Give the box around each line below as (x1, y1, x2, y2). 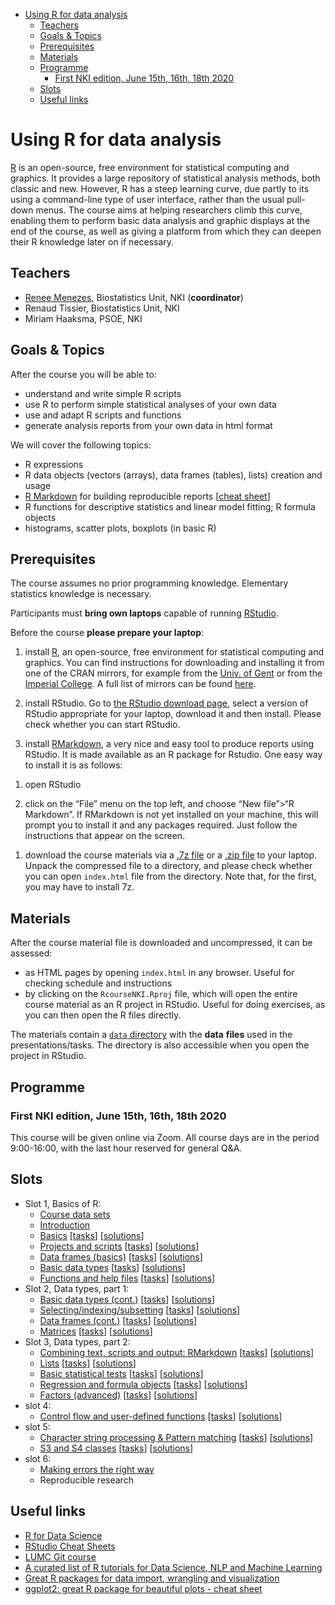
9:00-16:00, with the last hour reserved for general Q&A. (10, 1142, 243, 1154)
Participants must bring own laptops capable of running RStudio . (10, 607, 279, 619)
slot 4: (24, 1399, 52, 1411)
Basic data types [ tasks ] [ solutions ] (39, 1261, 186, 1273)
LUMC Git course (24, 1550, 97, 1563)
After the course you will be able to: (10, 368, 157, 380)
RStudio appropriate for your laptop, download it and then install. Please (24, 708, 322, 720)
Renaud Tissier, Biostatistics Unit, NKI (24, 302, 180, 314)
